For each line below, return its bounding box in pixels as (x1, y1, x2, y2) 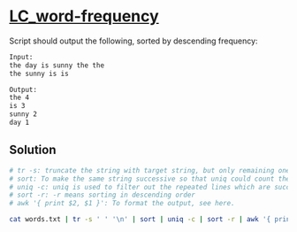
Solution (9, 143, 57, 158)
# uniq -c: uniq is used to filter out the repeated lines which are (9, 182, 271, 191)
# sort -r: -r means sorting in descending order (9, 190, 196, 200)
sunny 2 (9, 110, 38, 119)
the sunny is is (9, 69, 69, 78)
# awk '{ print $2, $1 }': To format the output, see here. (9, 199, 236, 208)
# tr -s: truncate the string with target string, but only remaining (9, 166, 275, 174)
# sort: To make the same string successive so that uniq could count (9, 174, 275, 183)
